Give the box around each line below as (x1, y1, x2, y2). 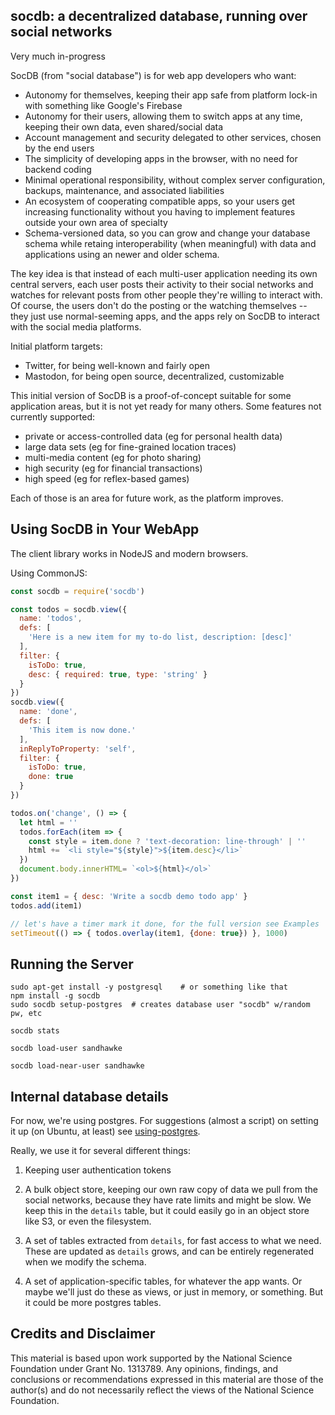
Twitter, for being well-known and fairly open (24, 359, 211, 371)
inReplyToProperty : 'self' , (19, 744, 137, 754)
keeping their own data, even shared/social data (24, 120, 224, 133)
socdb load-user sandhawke (10, 1044, 123, 1054)
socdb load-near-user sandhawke (10, 1061, 145, 1071)
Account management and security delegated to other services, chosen (24, 131, 322, 143)
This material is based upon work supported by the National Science (10, 1352, 293, 1364)
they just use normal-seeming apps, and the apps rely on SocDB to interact (10, 310, 320, 322)
